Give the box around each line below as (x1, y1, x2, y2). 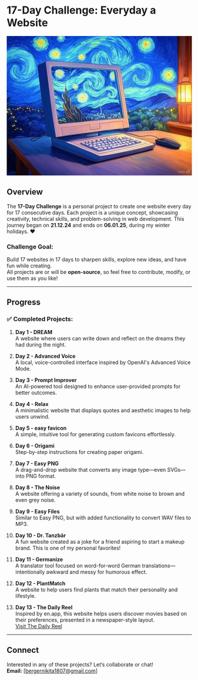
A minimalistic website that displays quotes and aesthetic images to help (15, 407, 191, 414)
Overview (6, 187, 43, 197)
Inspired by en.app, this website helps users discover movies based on (15, 610, 187, 617)
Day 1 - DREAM (15, 328, 53, 335)
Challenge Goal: (6, 243, 53, 251)
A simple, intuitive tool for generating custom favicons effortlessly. (15, 430, 176, 437)
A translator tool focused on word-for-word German (15, 562, 141, 569)
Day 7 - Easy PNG (15, 460, 59, 467)
